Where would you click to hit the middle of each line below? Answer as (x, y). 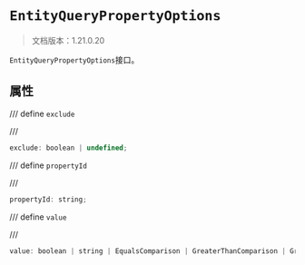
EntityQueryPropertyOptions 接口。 (74, 59)
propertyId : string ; (49, 199)
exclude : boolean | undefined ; (69, 148)
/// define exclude (42, 113)
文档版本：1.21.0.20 (68, 40)
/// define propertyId (49, 165)
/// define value (38, 217)
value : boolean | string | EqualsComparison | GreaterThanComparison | (148, 251)
